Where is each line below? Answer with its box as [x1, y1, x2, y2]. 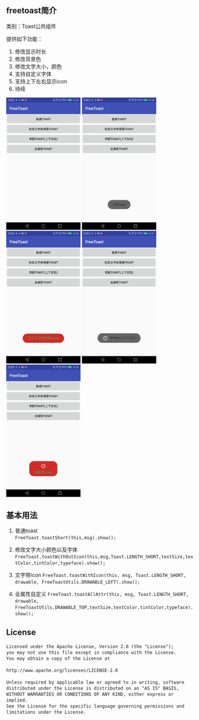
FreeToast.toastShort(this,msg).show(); [14, 535, 116, 541]
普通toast [14, 527, 38, 535]
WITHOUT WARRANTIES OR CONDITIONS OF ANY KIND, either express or [6, 691, 174, 697]
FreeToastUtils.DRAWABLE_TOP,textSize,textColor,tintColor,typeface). [14, 604, 194, 611]
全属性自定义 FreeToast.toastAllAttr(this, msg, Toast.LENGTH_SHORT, [14, 591, 189, 598]
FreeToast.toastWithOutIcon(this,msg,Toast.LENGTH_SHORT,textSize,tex [14, 554, 194, 560]
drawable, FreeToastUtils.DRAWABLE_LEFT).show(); [14, 579, 141, 585]
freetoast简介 [6, 5, 57, 16]
